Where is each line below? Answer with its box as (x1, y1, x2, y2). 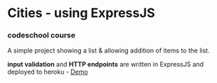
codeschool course (7, 31, 76, 40)
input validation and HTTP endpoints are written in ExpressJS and (7, 60, 204, 69)
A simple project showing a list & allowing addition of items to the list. (7, 46, 210, 55)
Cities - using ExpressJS (7, 5, 155, 21)
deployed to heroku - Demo (7, 67, 88, 76)
